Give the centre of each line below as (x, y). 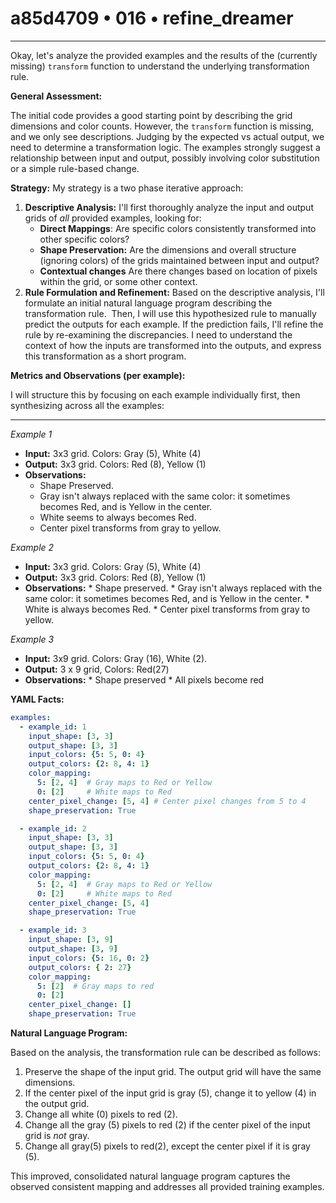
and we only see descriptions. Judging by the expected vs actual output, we (167, 136)
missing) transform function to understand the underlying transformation (160, 66)
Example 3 (32, 639)
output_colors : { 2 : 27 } (80, 967)
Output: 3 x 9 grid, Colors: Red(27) (97, 669)
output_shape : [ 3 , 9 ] (73, 949)
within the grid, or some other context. (118, 281)
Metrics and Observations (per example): (98, 375)
